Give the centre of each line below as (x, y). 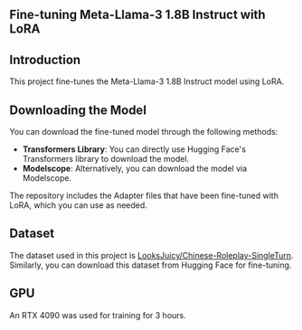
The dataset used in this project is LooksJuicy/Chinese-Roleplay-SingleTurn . (151, 255)
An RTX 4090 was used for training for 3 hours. (98, 315)
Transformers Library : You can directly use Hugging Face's (134, 149)
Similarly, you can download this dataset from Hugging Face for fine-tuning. (151, 265)
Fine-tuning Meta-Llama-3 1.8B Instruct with (137, 15)
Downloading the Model (78, 110)
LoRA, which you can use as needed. (78, 205)
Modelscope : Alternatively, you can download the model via (135, 169)
